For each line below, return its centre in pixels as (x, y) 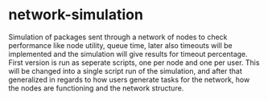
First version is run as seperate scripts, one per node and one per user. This (134, 63)
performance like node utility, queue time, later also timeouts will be (121, 45)
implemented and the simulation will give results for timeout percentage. (128, 54)
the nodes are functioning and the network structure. (96, 88)
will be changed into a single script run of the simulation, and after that (126, 71)
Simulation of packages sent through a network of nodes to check (118, 37)
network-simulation (76, 15)
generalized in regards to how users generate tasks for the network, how (129, 79)
